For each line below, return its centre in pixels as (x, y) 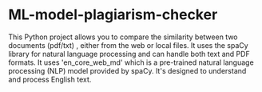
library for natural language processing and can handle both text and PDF (129, 54)
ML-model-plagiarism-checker (113, 15)
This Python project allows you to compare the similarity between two (123, 37)
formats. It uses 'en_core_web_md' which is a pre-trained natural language (131, 62)
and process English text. (50, 79)
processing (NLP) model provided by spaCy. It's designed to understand (127, 70)
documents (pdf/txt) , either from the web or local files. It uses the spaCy (129, 45)
